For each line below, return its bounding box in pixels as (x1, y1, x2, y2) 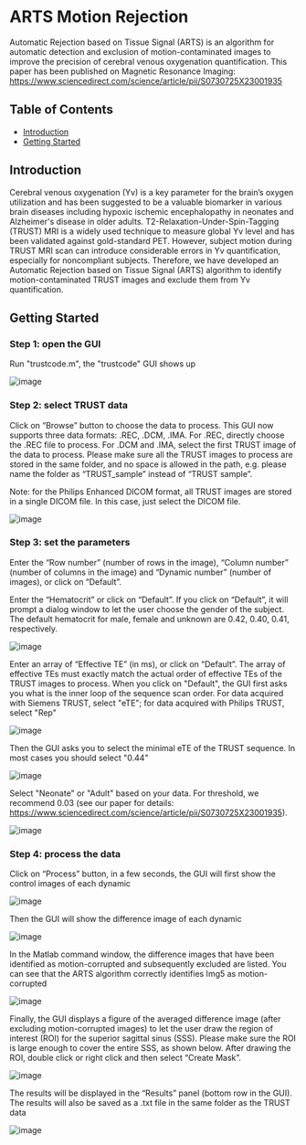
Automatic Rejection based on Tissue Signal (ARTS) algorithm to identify (9, 264, 282, 275)
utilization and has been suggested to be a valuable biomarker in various (9, 196, 283, 207)
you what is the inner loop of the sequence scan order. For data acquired (9, 687, 284, 698)
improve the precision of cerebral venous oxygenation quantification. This (9, 56, 288, 67)
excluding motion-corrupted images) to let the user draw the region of (9, 1023, 274, 1034)
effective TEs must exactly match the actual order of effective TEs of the (9, 668, 283, 679)
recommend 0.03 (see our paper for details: (9, 797, 174, 808)
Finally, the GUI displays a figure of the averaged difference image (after (9, 1013, 281, 1024)
